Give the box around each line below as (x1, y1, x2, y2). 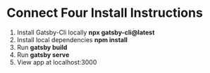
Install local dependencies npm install (16, 35, 128, 44)
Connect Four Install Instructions (6, 5, 204, 21)
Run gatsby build (16, 43, 68, 51)
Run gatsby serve (16, 51, 70, 59)
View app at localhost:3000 (16, 58, 97, 66)
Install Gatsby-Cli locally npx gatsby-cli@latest (16, 28, 155, 36)
